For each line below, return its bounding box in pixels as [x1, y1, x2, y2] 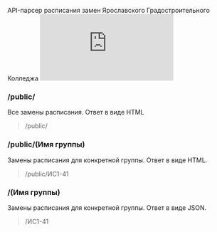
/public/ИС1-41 [24, 169, 69, 178]
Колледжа [7, 74, 39, 83]
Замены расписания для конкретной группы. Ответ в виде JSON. [7, 203, 207, 212]
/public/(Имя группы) [7, 139, 85, 149]
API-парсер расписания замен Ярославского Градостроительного [7, 6, 210, 14]
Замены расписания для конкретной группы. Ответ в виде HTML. [7, 156, 208, 164]
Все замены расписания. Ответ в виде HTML [7, 108, 144, 117]
